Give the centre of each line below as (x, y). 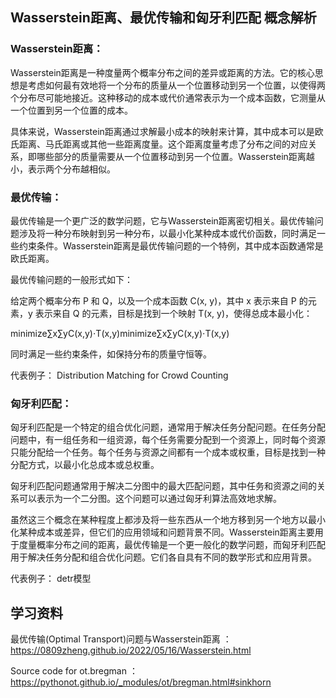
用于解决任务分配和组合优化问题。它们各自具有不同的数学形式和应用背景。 (163, 557)
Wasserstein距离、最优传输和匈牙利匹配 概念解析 (163, 18)
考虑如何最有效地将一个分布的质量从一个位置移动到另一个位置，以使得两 (176, 85)
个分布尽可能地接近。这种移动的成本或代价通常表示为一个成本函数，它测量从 (168, 97)
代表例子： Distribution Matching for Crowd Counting (119, 375)
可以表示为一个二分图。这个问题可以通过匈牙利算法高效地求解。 (150, 499)
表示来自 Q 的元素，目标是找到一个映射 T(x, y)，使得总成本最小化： (173, 313)
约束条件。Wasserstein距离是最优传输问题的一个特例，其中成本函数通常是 (171, 245)
